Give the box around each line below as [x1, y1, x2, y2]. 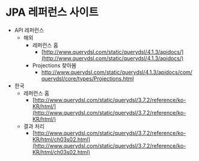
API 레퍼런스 [14, 26, 44, 34]
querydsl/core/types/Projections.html [41, 74, 134, 82]
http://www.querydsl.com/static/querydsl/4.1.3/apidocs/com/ [41, 68, 193, 76]
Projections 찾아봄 [32, 61, 76, 69]
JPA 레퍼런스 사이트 [5, 5, 99, 19]
